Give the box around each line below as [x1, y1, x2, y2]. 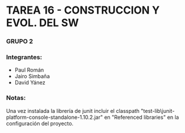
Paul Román [14, 66, 44, 74]
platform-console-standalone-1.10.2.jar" [6, 113, 103, 121]
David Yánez [14, 79, 46, 86]
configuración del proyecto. [6, 119, 74, 127]
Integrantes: [6, 53, 43, 61]
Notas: [6, 94, 26, 102]
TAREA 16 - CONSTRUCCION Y [6, 4, 160, 17]
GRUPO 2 [6, 37, 34, 46]
